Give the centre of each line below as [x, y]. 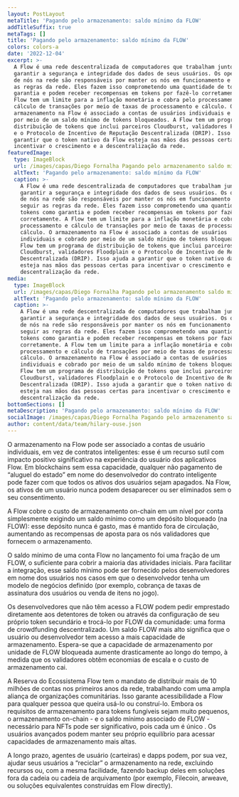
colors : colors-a [33, 47]
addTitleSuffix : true [39, 27]
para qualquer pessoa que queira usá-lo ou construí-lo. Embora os [105, 703]
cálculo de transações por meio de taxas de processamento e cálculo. [121, 107]
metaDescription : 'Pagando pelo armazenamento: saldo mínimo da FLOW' [114, 411]
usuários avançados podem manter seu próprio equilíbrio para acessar [111, 734]
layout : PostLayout [36, 14]
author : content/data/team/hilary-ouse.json [74, 424]
